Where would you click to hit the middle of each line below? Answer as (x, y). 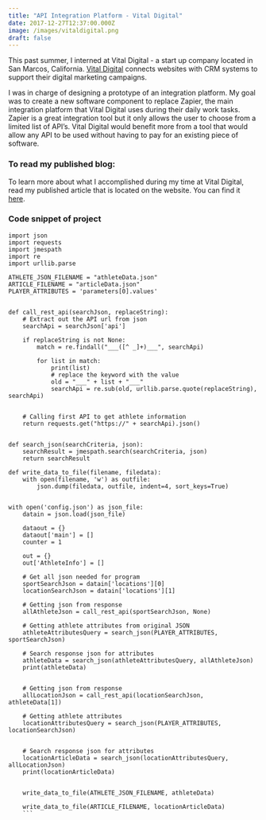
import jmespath (35, 249)
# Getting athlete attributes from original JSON (106, 626)
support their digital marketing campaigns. (78, 77)
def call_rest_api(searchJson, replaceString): (89, 312)
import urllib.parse (42, 264)
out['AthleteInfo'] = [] (64, 563)
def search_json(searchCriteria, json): (76, 444)
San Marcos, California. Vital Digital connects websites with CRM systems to (133, 69)
